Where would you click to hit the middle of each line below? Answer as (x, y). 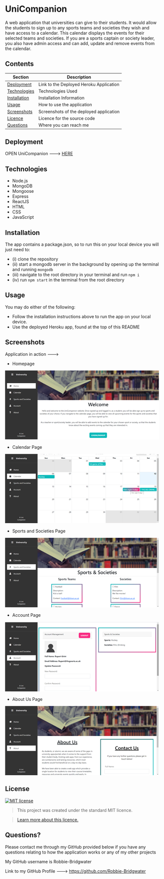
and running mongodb (32, 269)
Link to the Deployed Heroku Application (79, 84)
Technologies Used (58, 91)
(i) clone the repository (35, 259)
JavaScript (23, 217)
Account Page (26, 615)
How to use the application (65, 105)
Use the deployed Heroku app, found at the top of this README (76, 327)
